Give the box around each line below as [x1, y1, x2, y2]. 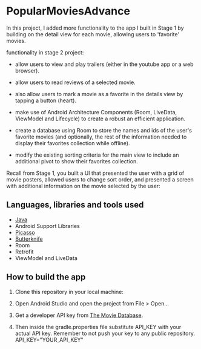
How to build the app [6, 272, 86, 282]
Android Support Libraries [15, 222, 80, 229]
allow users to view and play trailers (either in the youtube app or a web [15, 60, 194, 68]
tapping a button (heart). [15, 97, 77, 104]
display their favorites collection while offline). [15, 139, 130, 146]
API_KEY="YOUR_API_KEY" [15, 336, 84, 343]
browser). [15, 67, 39, 74]
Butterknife [15, 235, 44, 243]
